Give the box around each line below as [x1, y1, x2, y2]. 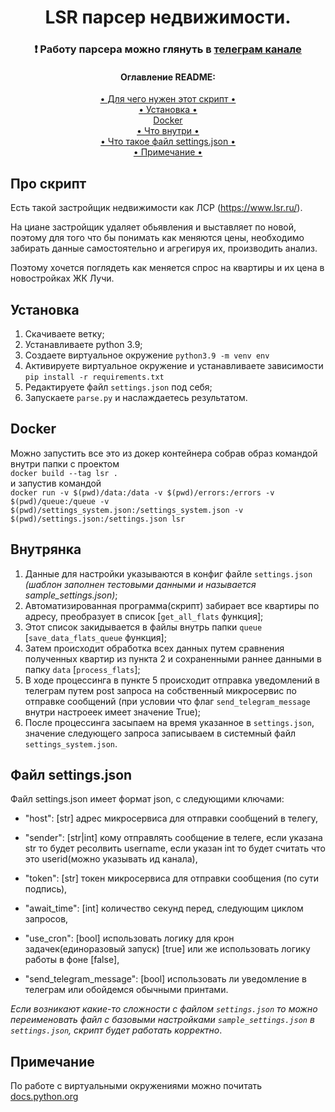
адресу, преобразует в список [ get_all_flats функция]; [24, 610, 264, 622]
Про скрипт [10, 175, 87, 192]
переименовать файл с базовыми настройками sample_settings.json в [10, 1014, 315, 1026]
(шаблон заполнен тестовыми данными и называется [24, 578, 257, 590]
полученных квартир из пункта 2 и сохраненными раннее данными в [24, 652, 322, 665]
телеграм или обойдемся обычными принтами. [24, 984, 229, 996]
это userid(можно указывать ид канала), [24, 853, 198, 865]
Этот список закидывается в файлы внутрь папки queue [24, 621, 263, 633]
